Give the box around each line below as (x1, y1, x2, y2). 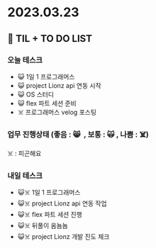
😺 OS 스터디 (17, 90, 55, 98)
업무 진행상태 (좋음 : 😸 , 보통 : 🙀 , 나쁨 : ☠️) (7, 129, 149, 139)
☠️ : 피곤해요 (7, 150, 42, 158)
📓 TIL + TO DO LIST (7, 33, 92, 45)
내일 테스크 (7, 171, 43, 181)
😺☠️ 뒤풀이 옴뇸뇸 (17, 221, 69, 230)
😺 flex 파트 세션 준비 (17, 98, 77, 107)
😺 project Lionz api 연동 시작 (17, 81, 101, 89)
